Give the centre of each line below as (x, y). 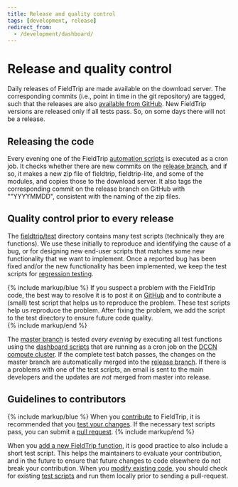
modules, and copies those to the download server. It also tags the (105, 181)
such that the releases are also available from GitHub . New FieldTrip (107, 104)
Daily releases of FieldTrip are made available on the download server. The (117, 89)
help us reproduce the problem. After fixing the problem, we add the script (116, 310)
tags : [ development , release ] (52, 21)
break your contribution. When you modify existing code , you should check (118, 468)
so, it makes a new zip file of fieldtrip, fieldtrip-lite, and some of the (106, 174)
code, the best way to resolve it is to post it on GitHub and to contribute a (114, 295)
